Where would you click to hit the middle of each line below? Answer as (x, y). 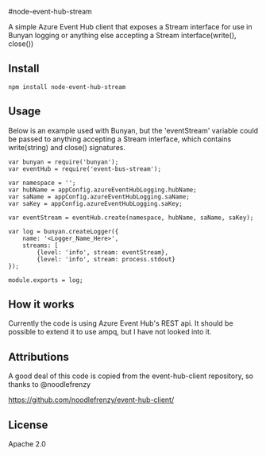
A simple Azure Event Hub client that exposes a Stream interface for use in (130, 27)
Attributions (39, 357)
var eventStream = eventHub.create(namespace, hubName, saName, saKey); (131, 218)
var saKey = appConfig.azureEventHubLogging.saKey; (95, 203)
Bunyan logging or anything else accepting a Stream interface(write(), (122, 35)
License (28, 425)
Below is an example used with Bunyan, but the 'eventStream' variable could (133, 130)
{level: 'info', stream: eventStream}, (103, 252)
